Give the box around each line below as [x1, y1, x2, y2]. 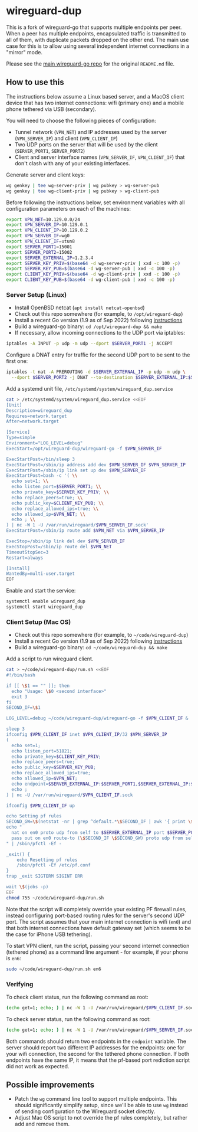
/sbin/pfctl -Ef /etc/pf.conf [16, 862, 91, 868]
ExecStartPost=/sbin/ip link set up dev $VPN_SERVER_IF [6, 467, 146, 473]
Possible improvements [6, 1080, 95, 1090]
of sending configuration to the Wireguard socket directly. [14, 1108, 156, 1115]
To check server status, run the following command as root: [6, 1015, 151, 1022]
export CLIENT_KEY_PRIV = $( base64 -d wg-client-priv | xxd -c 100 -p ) [6, 271, 181, 277]
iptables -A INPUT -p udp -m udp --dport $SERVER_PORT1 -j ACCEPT [6, 341, 173, 346]
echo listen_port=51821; [11, 748, 72, 754]
